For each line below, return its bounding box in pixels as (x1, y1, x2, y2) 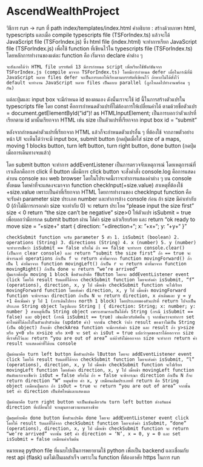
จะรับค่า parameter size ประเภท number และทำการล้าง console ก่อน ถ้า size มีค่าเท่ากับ (6, 195, 197, 202)
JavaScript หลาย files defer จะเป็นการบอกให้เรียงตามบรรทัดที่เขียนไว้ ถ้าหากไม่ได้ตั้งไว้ (6, 74, 179, 80)
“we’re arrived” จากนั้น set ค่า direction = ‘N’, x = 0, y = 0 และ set (6, 431, 181, 437)
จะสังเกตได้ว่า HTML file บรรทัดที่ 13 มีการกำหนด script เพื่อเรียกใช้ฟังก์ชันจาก (6, 64, 162, 70)
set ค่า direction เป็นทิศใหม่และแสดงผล (6, 388, 90, 394)
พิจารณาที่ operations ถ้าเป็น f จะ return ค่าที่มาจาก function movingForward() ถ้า (6, 255, 192, 262)
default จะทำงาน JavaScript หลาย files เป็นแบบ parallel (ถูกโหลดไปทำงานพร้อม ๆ (6, 80, 190, 86)
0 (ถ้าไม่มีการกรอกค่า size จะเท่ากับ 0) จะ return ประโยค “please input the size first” (6, 202, 195, 209)
